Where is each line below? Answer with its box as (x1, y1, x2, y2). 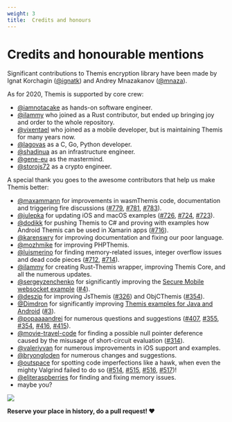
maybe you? (17, 380, 53, 389)
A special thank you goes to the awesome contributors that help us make (7, 176, 215, 184)
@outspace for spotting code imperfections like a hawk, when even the (17, 358, 221, 367)
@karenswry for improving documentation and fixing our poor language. (17, 234, 224, 242)
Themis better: (7, 183, 49, 191)
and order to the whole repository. (17, 118, 115, 127)
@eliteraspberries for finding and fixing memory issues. (17, 373, 177, 382)
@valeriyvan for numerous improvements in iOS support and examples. (17, 344, 221, 352)
